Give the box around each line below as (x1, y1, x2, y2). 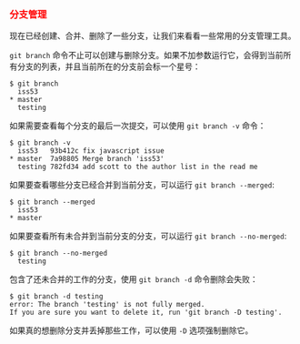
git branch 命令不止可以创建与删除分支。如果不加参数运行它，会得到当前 (9, 50, 284, 61)
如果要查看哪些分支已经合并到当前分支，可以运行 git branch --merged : (9, 179, 275, 190)
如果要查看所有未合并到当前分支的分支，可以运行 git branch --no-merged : (9, 230, 287, 242)
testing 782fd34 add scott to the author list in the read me (17, 162, 258, 172)
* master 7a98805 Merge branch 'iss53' (9, 155, 165, 164)
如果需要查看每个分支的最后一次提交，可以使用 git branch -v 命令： (9, 120, 266, 131)
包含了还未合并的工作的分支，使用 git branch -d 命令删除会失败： (9, 274, 258, 285)
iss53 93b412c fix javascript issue (17, 147, 165, 156)
